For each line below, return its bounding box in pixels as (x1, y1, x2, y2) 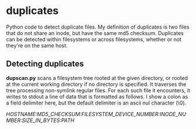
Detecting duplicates (6, 59, 84, 69)
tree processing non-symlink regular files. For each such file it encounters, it (6, 86, 190, 94)
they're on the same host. (6, 42, 68, 49)
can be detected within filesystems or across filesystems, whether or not (6, 36, 182, 43)
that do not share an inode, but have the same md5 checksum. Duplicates (6, 29, 184, 36)
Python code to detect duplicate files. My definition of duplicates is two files (6, 23, 190, 30)
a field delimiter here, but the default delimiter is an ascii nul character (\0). (6, 99, 187, 106)
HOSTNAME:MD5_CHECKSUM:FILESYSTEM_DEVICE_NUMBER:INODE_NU (6, 110, 186, 117)
